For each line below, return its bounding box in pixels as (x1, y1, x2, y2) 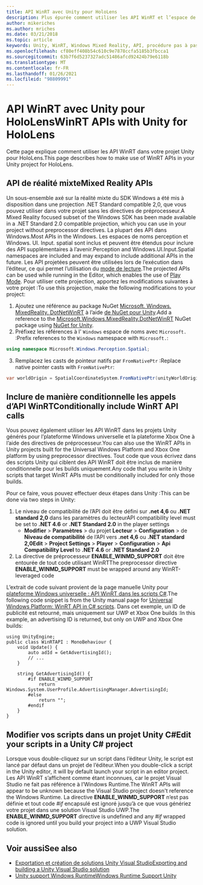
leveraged (14, 572, 40, 579)
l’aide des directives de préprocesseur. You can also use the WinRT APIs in (6, 439, 191, 447)
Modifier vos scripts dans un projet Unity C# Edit (6, 729, 192, 740)
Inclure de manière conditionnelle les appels (6, 392, 176, 402)
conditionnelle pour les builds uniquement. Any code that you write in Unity (6, 465, 192, 472)
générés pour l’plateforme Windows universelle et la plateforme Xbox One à (6, 433, 195, 440)
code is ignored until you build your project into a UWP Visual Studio (6, 819, 176, 826)
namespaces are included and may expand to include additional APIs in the (6, 252, 193, 259)
